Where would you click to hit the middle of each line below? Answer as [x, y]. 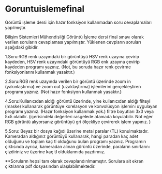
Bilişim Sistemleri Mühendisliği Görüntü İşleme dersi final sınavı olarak [74, 37]
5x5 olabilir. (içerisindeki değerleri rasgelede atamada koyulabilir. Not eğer [79, 116]
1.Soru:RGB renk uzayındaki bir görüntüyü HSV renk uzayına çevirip [72, 56]
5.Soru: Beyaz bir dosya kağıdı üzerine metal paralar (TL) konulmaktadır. [77, 131]
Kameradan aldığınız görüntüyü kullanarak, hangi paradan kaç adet [72, 136]
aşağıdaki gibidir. [22, 47]
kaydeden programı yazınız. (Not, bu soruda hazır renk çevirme [68, 67]
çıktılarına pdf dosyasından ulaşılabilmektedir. [50, 166]
